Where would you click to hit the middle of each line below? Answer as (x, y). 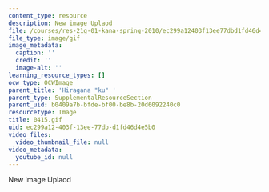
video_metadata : (35, 150)
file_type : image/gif (44, 38)
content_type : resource (48, 16)
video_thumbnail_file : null (62, 142)
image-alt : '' (39, 68)
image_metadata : (35, 46)
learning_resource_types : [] (57, 75)
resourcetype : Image (43, 113)
